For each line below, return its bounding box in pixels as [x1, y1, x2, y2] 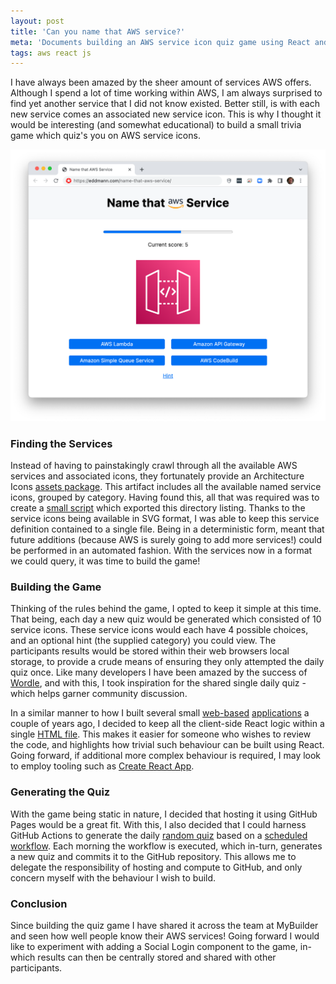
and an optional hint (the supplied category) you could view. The [10, 635, 277, 647]
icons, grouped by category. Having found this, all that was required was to [10, 491, 320, 504]
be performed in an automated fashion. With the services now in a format [10, 545, 313, 557]
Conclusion [10, 896, 68, 910]
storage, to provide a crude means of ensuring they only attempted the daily [10, 656, 325, 668]
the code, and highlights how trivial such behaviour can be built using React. [10, 739, 325, 751]
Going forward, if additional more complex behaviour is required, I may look [10, 750, 322, 762]
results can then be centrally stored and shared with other [37, 951, 277, 964]
